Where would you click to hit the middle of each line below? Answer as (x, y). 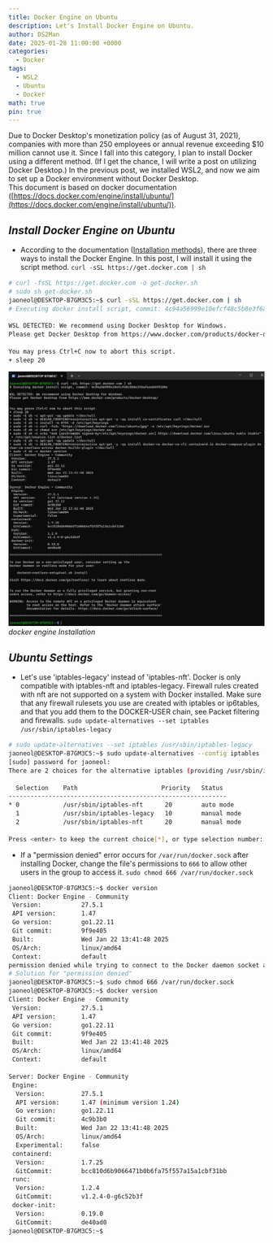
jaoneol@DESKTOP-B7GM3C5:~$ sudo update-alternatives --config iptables (134, 754)
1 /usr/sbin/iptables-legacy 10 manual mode (129, 814)
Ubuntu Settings (51, 657)
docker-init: (34, 1206)
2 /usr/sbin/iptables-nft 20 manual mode (129, 822)
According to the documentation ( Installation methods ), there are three (139, 250)
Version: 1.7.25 (60, 1163)
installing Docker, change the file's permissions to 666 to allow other (134, 863)
